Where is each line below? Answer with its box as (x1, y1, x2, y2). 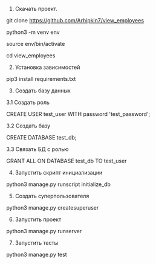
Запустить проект (15, 216, 62, 223)
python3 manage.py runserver (6, 228, 82, 234)
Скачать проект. (15, 5, 57, 12)
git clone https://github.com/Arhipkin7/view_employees (6, 17, 144, 24)
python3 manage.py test (6, 251, 68, 258)
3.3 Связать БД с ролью (6, 146, 69, 153)
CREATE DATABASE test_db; (6, 134, 77, 141)
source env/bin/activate (6, 40, 65, 47)
